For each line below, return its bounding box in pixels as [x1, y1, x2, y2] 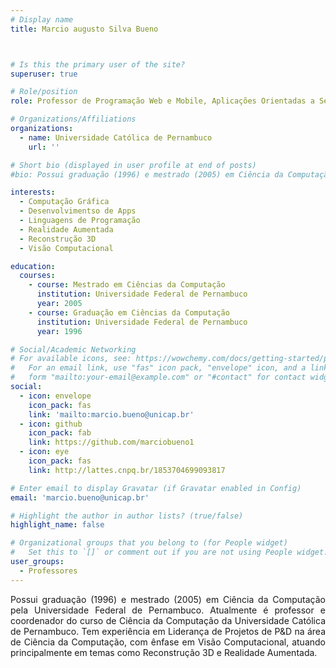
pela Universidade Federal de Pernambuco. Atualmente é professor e [10, 604, 326, 616]
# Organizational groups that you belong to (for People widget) [10, 538, 288, 548]
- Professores [19, 566, 78, 576]
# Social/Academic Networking [10, 344, 137, 355]
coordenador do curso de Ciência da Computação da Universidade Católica [10, 614, 326, 626]
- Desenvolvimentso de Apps [19, 206, 137, 216]
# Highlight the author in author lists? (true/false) [10, 511, 244, 521]
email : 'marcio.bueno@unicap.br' [10, 492, 150, 503]
